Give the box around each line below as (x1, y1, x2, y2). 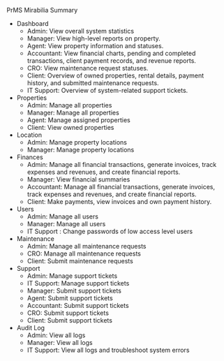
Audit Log (16, 324, 45, 332)
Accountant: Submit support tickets (27, 302, 130, 309)
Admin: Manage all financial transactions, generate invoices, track (27, 161, 217, 168)
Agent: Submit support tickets (27, 294, 113, 302)
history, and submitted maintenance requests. (27, 79, 159, 87)
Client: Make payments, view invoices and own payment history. (27, 198, 212, 205)
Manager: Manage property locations (27, 146, 135, 154)
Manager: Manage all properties (27, 108, 119, 117)
